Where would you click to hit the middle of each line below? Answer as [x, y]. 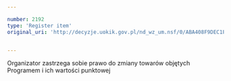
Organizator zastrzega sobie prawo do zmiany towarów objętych [99, 63]
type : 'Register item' [40, 26]
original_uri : [27, 32]
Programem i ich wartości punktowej [59, 70]
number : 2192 [26, 19]
